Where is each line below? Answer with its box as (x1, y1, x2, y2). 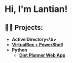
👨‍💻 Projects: (4, 23, 43, 32)
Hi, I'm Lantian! (4, 3, 68, 15)
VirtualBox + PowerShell (11, 42, 63, 48)
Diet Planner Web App (19, 52, 66, 58)
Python (11, 47, 28, 53)
